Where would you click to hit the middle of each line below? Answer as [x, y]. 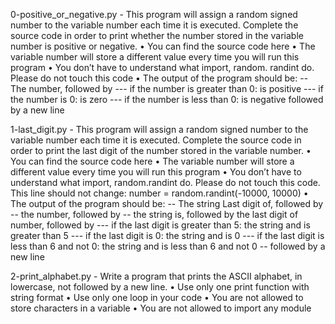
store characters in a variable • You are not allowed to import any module [161, 308]
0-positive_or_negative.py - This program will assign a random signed [154, 14]
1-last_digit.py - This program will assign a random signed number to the [159, 129]
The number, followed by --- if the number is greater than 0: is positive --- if [167, 88]
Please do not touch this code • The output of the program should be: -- [159, 78]
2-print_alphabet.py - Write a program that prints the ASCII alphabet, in [156, 276]
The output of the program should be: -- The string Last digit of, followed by [167, 203]
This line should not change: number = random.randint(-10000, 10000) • [159, 193]
